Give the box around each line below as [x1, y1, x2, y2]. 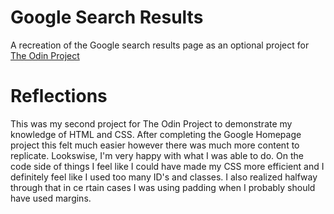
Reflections [10, 85, 108, 108]
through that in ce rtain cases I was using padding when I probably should [10, 181, 316, 193]
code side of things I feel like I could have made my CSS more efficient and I [10, 160, 325, 172]
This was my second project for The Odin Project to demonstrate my [10, 117, 293, 130]
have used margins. [10, 192, 92, 204]
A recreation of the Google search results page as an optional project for [10, 39, 310, 51]
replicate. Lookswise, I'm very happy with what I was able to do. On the [10, 149, 304, 161]
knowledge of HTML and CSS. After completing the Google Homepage [10, 128, 302, 140]
